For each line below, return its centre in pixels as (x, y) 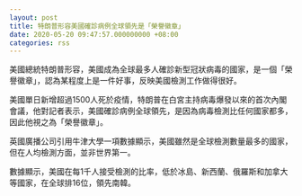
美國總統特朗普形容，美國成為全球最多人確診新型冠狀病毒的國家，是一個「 (147, 69)
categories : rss (40, 43)
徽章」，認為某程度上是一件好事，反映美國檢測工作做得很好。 (129, 81)
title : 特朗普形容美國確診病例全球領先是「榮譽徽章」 (97, 26)
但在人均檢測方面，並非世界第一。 (72, 153)
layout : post (34, 18)
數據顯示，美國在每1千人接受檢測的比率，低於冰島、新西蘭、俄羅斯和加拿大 (149, 172)
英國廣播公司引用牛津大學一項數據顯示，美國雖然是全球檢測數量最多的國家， (151, 141)
